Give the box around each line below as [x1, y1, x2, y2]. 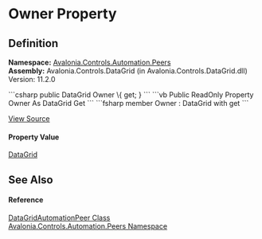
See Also [8, 173, 53, 186]
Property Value [8, 132, 60, 142]
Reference [8, 195, 44, 205]
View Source [8, 114, 50, 123]
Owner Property [8, 5, 117, 23]
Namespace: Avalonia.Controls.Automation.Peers [8, 57, 171, 67]
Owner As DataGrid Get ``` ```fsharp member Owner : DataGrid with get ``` [8, 99, 249, 108]
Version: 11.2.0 [8, 75, 56, 84]
